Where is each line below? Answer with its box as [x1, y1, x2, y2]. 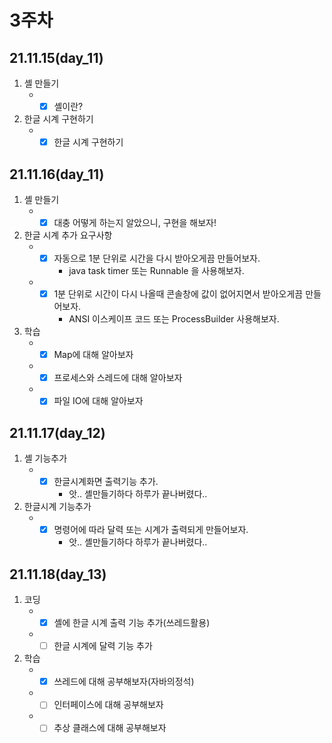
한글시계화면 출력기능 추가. [53, 476, 159, 488]
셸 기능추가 [23, 452, 68, 465]
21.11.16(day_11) [9, 166, 105, 183]
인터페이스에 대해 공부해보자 [53, 699, 164, 711]
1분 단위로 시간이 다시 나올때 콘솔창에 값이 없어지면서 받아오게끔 [53, 288, 304, 300]
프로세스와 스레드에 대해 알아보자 [53, 372, 183, 384]
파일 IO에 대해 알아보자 [53, 395, 144, 407]
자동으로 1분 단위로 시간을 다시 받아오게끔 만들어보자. [53, 252, 261, 264]
